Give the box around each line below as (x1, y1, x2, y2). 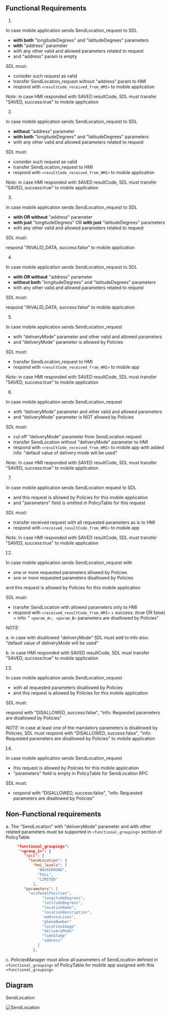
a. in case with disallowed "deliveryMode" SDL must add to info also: (6, 634, 149, 640)
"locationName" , (41, 905, 76, 910)
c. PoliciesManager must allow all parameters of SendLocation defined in (6, 956, 158, 962)
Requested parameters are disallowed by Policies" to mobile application (6, 735, 155, 741)
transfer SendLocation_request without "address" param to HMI (13, 78, 146, 84)
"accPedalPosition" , (28, 891, 72, 896)
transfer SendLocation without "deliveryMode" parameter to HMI (13, 439, 148, 445)
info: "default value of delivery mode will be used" (13, 450, 118, 456)
